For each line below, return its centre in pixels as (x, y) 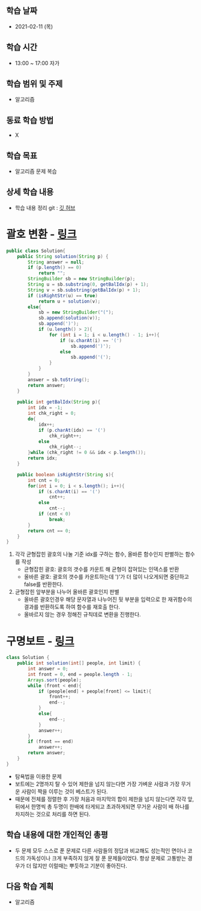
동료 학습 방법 (30, 120)
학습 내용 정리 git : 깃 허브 (45, 207)
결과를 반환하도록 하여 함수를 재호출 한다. (72, 607)
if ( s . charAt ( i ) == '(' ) (69, 491)
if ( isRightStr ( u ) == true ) (63, 295)
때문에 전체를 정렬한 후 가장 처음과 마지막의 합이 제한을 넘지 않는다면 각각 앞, (104, 799)
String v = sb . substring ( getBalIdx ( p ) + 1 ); (84, 290)
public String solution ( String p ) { (63, 256)
